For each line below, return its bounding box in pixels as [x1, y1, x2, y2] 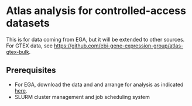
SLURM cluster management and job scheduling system [14, 93, 150, 100]
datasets [6, 16, 50, 30]
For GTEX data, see [6, 42, 53, 49]
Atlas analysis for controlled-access [6, 4, 186, 18]
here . [14, 87, 28, 94]
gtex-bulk [6, 48, 29, 55]
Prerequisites [6, 66, 56, 76]
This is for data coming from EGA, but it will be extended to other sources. [6, 36, 185, 43]
